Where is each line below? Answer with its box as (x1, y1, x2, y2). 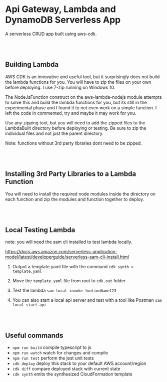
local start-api (12, 302, 46, 308)
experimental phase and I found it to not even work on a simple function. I (5, 104, 157, 111)
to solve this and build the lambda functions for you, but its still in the (5, 99, 147, 105)
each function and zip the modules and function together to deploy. (5, 196, 144, 202)
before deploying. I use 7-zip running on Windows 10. (5, 84, 115, 90)
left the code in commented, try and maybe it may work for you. (5, 110, 136, 116)
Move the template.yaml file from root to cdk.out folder (12, 278, 126, 284)
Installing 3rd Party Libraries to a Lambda (5, 169, 136, 178)
